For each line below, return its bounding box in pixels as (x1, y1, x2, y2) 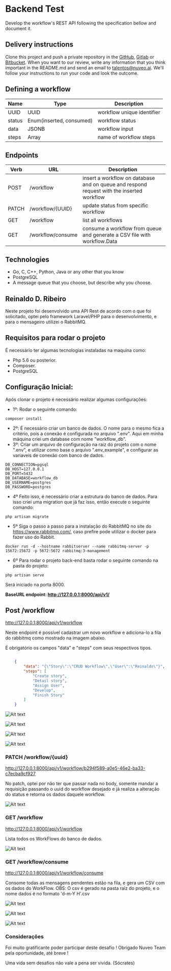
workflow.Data (82, 238, 118, 245)
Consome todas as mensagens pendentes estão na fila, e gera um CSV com (5, 880, 165, 886)
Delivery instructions (5, 40, 74, 49)
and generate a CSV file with (82, 231, 151, 239)
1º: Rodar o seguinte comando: (12, 406, 77, 412)
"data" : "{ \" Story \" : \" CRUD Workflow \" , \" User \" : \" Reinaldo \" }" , (23, 664, 165, 669)
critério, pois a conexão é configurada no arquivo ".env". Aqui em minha (12, 430, 164, 437)
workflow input (97, 125, 134, 132)
